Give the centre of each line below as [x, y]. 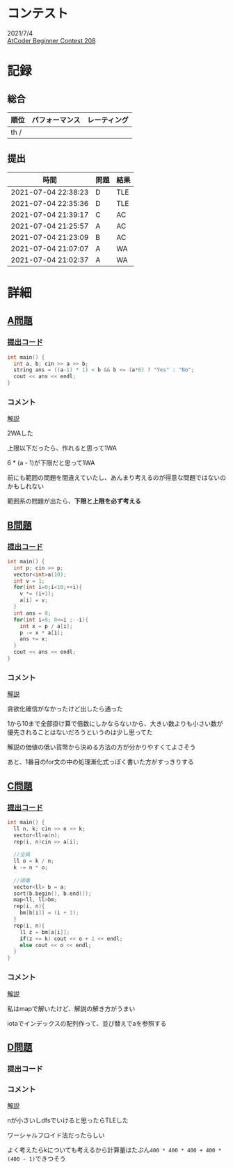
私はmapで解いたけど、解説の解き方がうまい [71, 1008]
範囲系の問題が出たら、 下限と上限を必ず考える [74, 501]
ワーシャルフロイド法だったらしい [56, 1135]
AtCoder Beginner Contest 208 [51, 40]
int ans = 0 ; [32, 613]
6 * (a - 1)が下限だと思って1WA [51, 463]
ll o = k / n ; [34, 861]
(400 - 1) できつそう [37, 1159]
